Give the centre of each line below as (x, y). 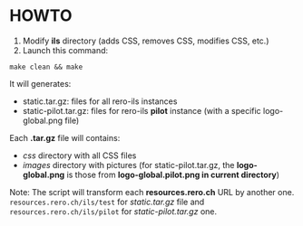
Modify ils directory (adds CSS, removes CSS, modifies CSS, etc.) (146, 41)
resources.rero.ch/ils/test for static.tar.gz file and (107, 202)
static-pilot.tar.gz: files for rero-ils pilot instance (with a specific (142, 110)
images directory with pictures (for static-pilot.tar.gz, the (128, 165)
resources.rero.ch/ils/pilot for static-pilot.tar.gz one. (113, 211)
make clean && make (46, 67)
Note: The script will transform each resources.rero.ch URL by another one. (152, 192)
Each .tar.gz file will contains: (65, 137)
